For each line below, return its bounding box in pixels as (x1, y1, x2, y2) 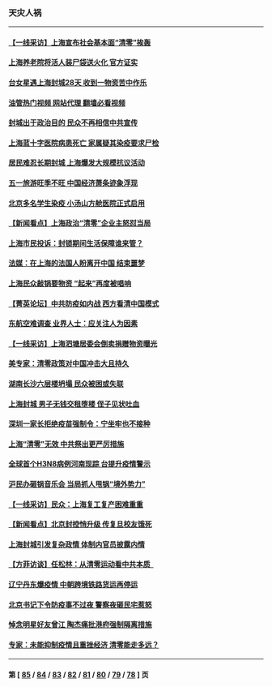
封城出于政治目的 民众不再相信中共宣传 (8, 118, 138, 127)
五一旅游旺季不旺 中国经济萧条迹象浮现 (8, 178, 138, 188)
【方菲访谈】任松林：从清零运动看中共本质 (8, 560, 151, 569)
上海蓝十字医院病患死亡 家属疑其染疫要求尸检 (8, 138, 159, 148)
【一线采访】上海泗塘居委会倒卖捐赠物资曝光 (8, 338, 158, 348)
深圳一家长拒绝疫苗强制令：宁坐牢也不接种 (8, 419, 151, 429)
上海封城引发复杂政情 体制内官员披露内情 (8, 539, 146, 549)
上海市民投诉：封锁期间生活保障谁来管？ (8, 238, 143, 248)
